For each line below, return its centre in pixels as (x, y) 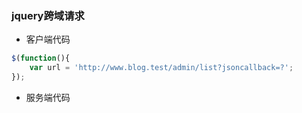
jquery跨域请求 (48, 15)
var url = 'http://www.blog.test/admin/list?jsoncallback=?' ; (161, 68)
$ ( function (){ (41, 58)
